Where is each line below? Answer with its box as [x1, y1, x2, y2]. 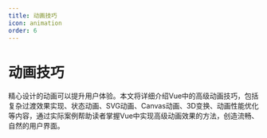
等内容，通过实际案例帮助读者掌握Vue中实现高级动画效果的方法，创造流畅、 [8, 111, 259, 120]
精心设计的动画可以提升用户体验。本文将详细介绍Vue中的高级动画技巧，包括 [8, 91, 259, 101]
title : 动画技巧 [8, 11, 57, 20]
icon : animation [8, 19, 62, 27]
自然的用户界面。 [8, 121, 65, 131]
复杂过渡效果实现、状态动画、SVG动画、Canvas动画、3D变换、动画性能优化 [8, 101, 259, 111]
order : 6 [8, 26, 37, 34]
